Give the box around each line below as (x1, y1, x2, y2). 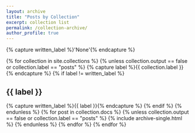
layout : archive (6, 8, 46, 15)
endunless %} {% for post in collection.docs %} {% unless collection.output (6, 108, 189, 116)
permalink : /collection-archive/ (6, 24, 88, 31)
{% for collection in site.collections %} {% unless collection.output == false (6, 58, 188, 65)
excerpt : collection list (6, 19, 69, 25)
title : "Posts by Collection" (6, 14, 80, 20)
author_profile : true (6, 30, 59, 36)
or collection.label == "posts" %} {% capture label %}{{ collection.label (6, 64, 178, 71)
